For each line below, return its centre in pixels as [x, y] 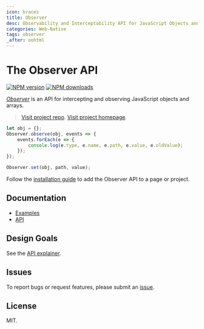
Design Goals [32, 239]
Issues [19, 272]
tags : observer [25, 35]
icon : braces [23, 12]
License [22, 306]
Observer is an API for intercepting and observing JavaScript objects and [98, 99]
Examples [27, 213]
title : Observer [27, 18]
